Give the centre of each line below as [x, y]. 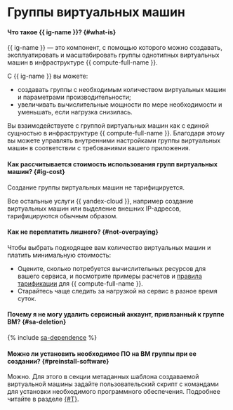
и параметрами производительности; [74, 97]
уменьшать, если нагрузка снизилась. [75, 112]
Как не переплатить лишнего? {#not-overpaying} [83, 232]
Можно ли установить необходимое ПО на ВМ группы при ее [102, 353]
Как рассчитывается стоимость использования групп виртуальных [112, 164]
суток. [27, 298]
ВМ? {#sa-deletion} [37, 322]
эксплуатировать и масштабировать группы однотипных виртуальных [113, 55]
